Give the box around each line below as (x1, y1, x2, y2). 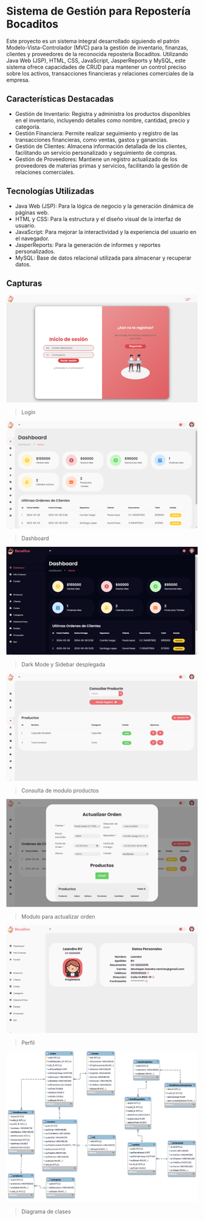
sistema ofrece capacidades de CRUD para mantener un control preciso (6, 63, 187, 71)
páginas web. (15, 208, 49, 216)
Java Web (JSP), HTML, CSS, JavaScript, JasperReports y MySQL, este (6, 57, 186, 64)
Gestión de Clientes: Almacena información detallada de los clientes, (15, 142, 187, 150)
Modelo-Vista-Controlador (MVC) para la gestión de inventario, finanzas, (6, 44, 188, 51)
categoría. (15, 123, 41, 130)
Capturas (6, 278, 42, 288)
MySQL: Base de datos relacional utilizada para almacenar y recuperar (15, 254, 192, 262)
